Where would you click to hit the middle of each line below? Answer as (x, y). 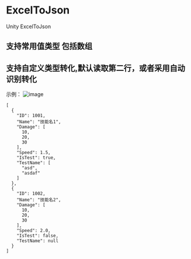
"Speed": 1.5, (34, 153)
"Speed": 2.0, (34, 231)
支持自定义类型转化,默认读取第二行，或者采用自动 (96, 68)
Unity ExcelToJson (29, 26)
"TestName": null (38, 241)
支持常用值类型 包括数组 (49, 47)
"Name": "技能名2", (39, 200)
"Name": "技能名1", (39, 122)
